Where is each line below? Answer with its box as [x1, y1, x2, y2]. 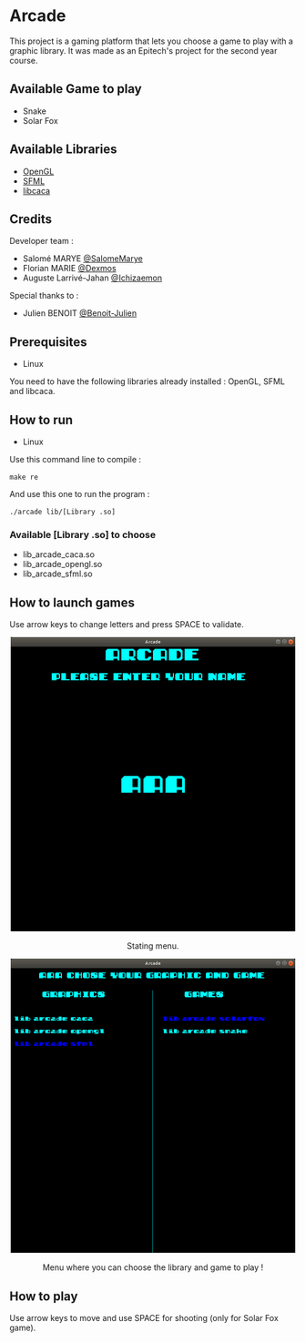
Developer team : [9, 236, 75, 247]
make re [9, 473, 39, 482]
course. [9, 55, 38, 66]
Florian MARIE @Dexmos [22, 263, 117, 274]
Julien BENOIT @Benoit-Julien [22, 308, 137, 319]
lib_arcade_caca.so [22, 549, 96, 560]
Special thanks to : [9, 290, 79, 301]
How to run [9, 412, 74, 428]
